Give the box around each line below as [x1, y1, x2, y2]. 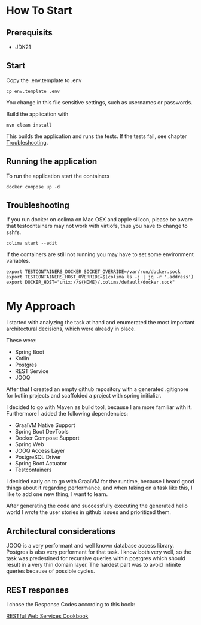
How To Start [6, 4, 72, 17]
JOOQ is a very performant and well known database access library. [6, 542, 175, 549]
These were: [6, 337, 37, 344]
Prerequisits [6, 28, 53, 38]
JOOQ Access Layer [14, 447, 65, 455]
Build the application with [6, 110, 69, 118]
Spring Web [14, 441, 44, 448]
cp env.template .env [6, 88, 60, 94]
